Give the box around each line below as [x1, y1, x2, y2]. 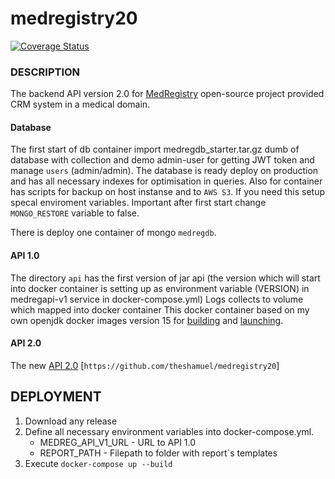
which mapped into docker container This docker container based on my [10, 303, 310, 316]
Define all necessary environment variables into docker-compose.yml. [24, 425, 315, 437]
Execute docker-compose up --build [24, 457, 173, 469]
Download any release [24, 415, 118, 427]
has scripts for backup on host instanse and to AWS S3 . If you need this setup [10, 186, 326, 198]
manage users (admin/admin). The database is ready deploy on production [10, 165, 319, 177]
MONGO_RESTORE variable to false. [10, 207, 140, 219]
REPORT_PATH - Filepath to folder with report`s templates [39, 447, 278, 459]
